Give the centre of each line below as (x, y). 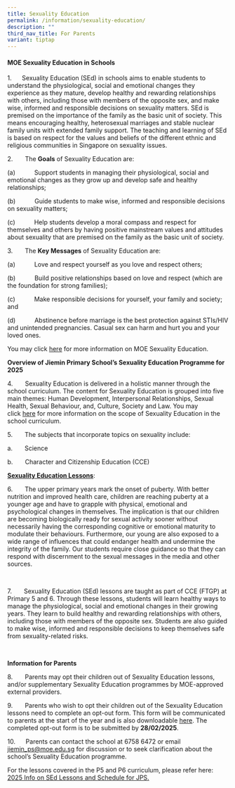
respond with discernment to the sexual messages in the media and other (113, 557)
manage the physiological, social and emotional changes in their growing (113, 606)
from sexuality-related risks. (48, 636)
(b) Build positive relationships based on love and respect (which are (115, 278)
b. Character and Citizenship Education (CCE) (79, 462)
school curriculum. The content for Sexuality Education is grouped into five (116, 391)
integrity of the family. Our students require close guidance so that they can (116, 549)
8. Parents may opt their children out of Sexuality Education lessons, (111, 677)
